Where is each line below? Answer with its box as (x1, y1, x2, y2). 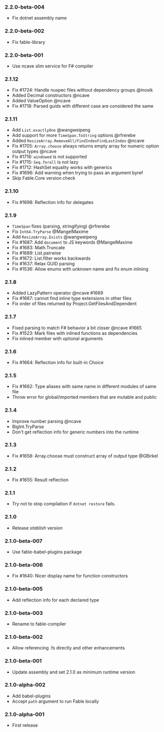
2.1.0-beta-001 (5, 657, 42, 665)
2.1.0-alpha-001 (5, 711, 45, 718)
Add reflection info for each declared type (12, 597, 99, 603)
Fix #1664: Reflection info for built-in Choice (12, 359, 104, 365)
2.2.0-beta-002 (5, 28, 45, 35)
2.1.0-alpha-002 (5, 681, 46, 688)
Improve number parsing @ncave (12, 418, 81, 424)
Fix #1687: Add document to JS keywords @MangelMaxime (12, 239, 133, 245)
